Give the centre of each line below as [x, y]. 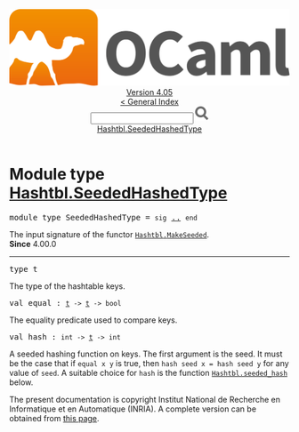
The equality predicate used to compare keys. [93, 320]
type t [24, 269]
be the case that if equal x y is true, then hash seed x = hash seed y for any [149, 364]
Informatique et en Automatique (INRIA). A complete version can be [133, 409]
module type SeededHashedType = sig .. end [103, 218]
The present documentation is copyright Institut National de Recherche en [145, 400]
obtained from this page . [54, 419]
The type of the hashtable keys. [68, 286]
